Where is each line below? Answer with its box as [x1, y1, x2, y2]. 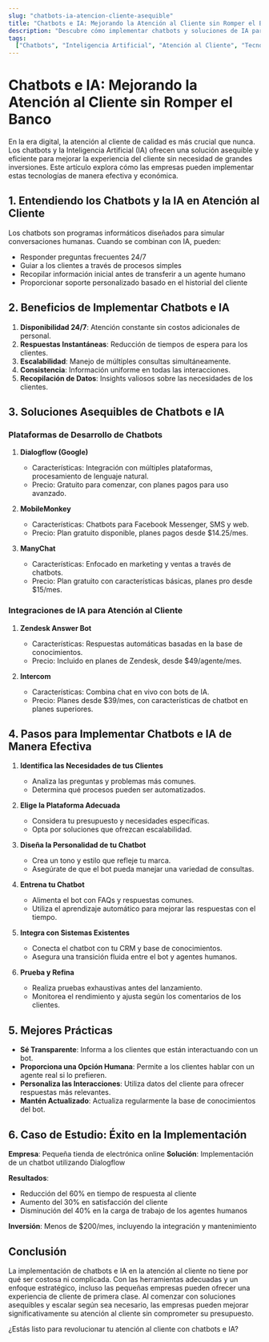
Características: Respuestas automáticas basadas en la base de [31, 639, 243, 649]
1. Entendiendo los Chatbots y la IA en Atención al [8, 194, 260, 208]
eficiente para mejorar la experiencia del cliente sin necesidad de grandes [8, 154, 253, 164]
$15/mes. [31, 585, 62, 595]
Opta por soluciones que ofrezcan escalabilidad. [31, 824, 192, 835]
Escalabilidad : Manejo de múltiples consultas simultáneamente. [19, 356, 231, 366]
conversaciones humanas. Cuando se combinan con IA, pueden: [8, 236, 222, 246]
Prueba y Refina [19, 968, 74, 978]
